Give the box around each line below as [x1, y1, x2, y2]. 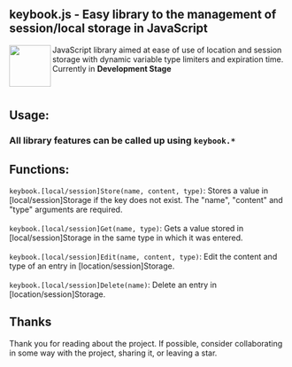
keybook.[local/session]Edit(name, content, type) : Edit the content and [9, 251, 278, 262]
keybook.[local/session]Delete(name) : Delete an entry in [9, 279, 217, 290]
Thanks [9, 315, 52, 330]
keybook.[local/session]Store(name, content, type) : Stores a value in [9, 185, 268, 196]
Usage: [9, 108, 50, 123]
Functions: [9, 161, 70, 176]
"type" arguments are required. [9, 204, 123, 215]
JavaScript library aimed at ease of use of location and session [52, 44, 282, 55]
